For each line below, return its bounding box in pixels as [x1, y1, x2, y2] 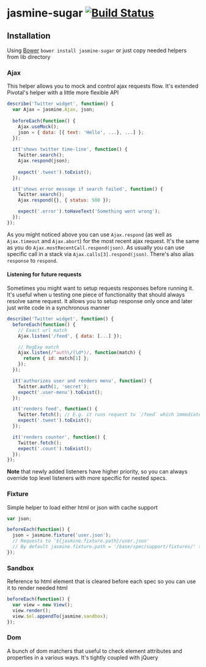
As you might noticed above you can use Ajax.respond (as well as [7, 230, 172, 238]
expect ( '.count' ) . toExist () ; [18, 445, 92, 451]
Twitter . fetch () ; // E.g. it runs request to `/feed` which [18, 412, 174, 418]
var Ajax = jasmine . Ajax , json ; [12, 107, 95, 113]
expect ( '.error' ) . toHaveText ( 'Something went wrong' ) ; [18, 208, 161, 214]
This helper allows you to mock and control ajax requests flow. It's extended [7, 83, 199, 90]
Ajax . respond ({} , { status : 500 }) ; [18, 197, 112, 203]
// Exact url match [18, 327, 68, 333]
